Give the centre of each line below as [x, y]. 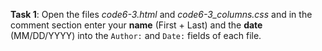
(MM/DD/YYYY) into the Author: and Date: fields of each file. [136, 35]
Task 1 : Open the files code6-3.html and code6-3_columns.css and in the [161, 14]
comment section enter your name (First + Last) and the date [136, 25]
